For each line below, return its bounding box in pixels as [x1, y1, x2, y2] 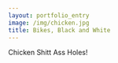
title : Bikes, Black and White [8, 26, 111, 34]
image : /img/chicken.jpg [8, 19, 90, 27]
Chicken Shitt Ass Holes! [8, 48, 88, 57]
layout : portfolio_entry [8, 11, 90, 20]
